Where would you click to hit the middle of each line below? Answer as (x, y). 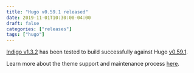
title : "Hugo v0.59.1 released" (47, 12)
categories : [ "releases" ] (39, 29)
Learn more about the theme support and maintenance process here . (93, 64)
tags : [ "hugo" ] (26, 35)
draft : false (23, 23)
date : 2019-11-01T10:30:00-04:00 (49, 18)
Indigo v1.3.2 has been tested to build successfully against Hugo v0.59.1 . (97, 52)
